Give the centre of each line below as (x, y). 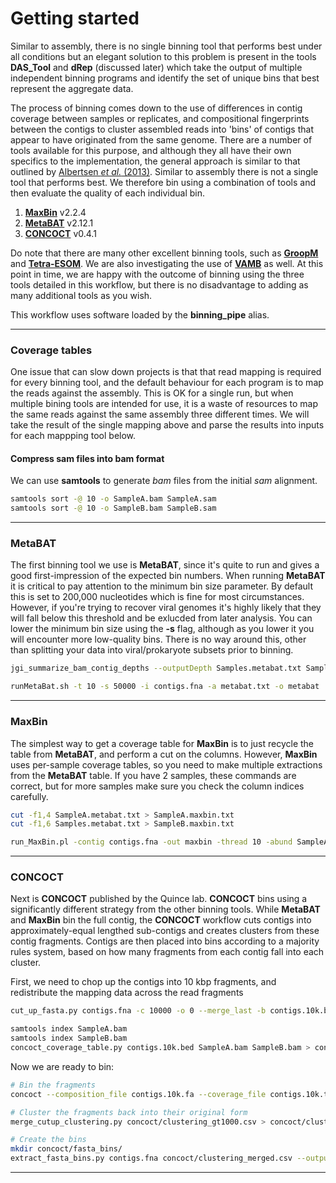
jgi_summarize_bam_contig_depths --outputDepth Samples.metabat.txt (156, 668)
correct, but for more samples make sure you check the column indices (157, 786)
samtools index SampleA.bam (69, 1029)
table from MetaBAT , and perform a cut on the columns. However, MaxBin (164, 754)
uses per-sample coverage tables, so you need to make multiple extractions (166, 764)
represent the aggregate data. (72, 88)
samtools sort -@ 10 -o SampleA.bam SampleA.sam (113, 499)
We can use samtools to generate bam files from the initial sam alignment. (164, 481)
